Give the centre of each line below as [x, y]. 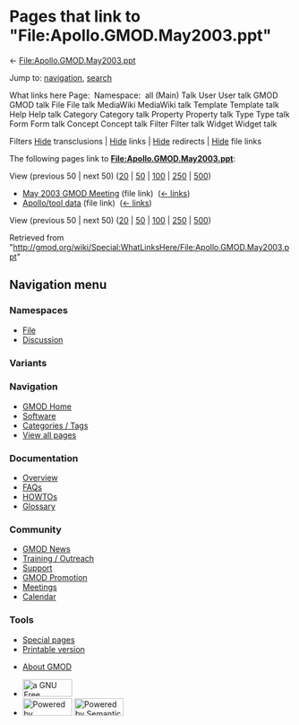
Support [37, 568]
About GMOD [47, 667]
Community [35, 529]
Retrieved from [37, 237]
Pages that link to [75, 17]
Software [39, 415]
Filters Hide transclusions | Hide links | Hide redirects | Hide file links [136, 141]
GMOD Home [47, 406]
